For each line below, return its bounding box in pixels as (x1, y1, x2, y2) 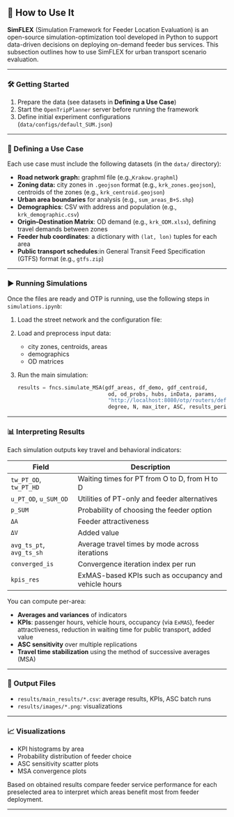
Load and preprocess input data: (17, 329, 111, 337)
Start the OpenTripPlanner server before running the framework (17, 105, 199, 114)
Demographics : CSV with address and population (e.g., (17, 203, 177, 211)
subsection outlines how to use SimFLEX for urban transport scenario (7, 47, 207, 56)
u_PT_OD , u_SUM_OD (10, 494, 68, 504)
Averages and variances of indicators (17, 610, 127, 618)
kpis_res (10, 575, 40, 584)
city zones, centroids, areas (27, 342, 108, 350)
